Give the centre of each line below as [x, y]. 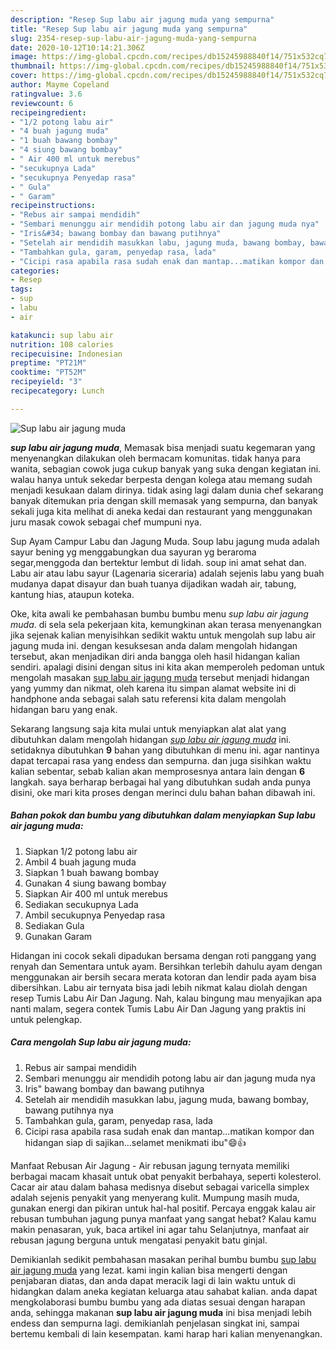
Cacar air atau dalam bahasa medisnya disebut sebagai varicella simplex [160, 1187]
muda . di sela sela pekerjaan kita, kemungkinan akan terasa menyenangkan [166, 624]
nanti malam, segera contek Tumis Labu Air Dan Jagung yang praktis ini [158, 1008]
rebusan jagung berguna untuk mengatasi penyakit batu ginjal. [139, 1240]
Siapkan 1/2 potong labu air [81, 851]
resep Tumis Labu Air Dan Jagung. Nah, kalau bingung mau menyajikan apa [166, 998]
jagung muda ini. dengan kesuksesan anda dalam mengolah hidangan [154, 645]
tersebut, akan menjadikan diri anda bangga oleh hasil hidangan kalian [155, 656]
